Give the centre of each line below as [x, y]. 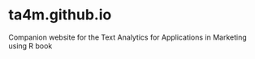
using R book [30, 45]
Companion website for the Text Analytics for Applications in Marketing [128, 37]
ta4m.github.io [60, 15]
